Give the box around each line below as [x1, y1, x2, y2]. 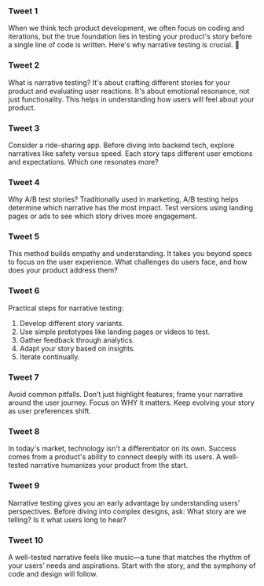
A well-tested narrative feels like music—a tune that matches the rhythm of [8, 552, 251, 562]
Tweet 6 [8, 285, 40, 296]
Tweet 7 [8, 372, 39, 383]
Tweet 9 [8, 480, 40, 491]
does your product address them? [8, 265, 118, 275]
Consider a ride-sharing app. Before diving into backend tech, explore [8, 140, 235, 150]
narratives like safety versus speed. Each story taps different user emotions [8, 148, 253, 158]
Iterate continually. [19, 352, 80, 362]
